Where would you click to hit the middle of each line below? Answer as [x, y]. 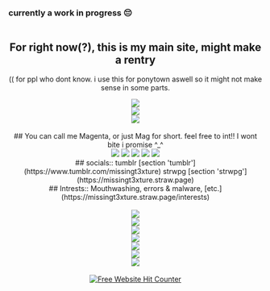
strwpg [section [189, 172]
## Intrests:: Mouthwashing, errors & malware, [126, 189]
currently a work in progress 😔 [71, 13]
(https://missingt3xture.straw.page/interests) [135, 197]
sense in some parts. [135, 88]
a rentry [135, 60]
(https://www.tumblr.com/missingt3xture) [92, 172]
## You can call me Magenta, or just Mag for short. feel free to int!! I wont [135, 136]
